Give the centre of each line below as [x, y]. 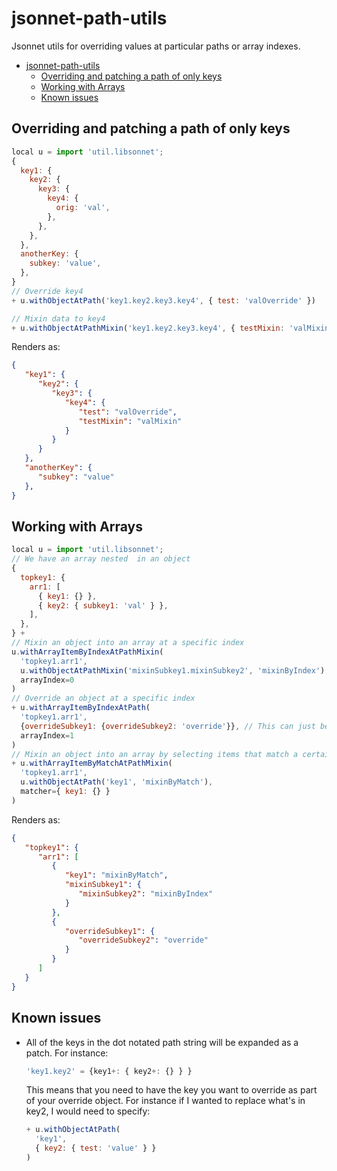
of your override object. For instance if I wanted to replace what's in [165, 1101]
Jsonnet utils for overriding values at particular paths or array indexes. [156, 46]
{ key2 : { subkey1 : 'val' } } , [103, 605]
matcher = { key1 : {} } [65, 792]
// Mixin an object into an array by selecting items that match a [155, 754]
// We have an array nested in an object [101, 559]
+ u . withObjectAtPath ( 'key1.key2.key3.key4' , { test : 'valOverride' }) [163, 300]
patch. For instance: [67, 1053]
